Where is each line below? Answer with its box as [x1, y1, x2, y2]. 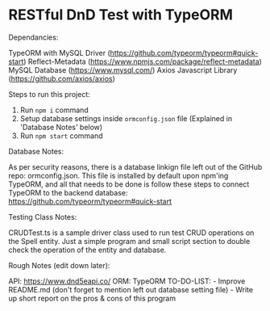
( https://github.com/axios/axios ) [8, 74, 115, 83]
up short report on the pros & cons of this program [8, 293, 176, 303]
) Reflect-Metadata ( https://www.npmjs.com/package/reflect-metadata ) [23, 57, 262, 66]
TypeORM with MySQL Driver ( [8, 48, 110, 57]
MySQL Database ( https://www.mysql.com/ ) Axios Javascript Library [8, 65, 238, 74]
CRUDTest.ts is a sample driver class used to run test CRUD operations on [8, 228, 255, 237]
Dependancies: [8, 32, 59, 42]
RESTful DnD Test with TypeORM [8, 6, 234, 24]
